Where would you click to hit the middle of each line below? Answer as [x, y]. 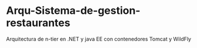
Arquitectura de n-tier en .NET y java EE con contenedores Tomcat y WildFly [99, 39]
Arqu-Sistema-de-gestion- [73, 11]
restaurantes [38, 23]
